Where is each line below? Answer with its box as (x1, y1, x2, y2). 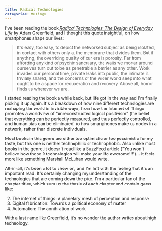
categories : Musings (5, 12, 47, 16)
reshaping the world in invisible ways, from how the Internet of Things (5, 105, 145, 111)
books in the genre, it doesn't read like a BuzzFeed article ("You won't (5, 146, 144, 152)
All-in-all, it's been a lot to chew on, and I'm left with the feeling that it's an (5, 165, 153, 171)
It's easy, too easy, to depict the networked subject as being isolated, (16, 45, 155, 50)
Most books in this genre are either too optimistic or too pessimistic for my (5, 135, 153, 141)
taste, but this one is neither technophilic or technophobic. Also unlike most (5, 140, 155, 146)
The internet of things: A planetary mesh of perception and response (12, 195, 149, 201)
